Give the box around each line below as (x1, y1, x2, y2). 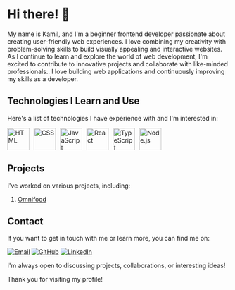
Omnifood (17, 195, 47, 203)
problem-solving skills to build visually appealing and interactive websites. (7, 44, 223, 53)
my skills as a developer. (7, 74, 79, 83)
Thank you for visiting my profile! (7, 275, 103, 284)
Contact (7, 215, 44, 227)
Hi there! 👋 (7, 6, 70, 23)
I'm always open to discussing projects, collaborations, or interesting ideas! (7, 261, 226, 270)
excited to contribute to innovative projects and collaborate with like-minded (7, 59, 229, 68)
